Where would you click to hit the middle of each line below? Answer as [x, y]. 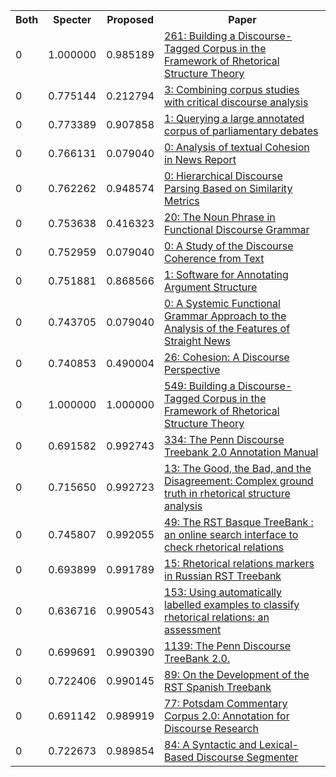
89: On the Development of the [237, 674]
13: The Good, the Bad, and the [238, 468]
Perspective [192, 369]
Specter [72, 19]
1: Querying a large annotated [234, 118]
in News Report [200, 159]
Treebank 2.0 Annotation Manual [241, 452]
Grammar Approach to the [225, 316]
